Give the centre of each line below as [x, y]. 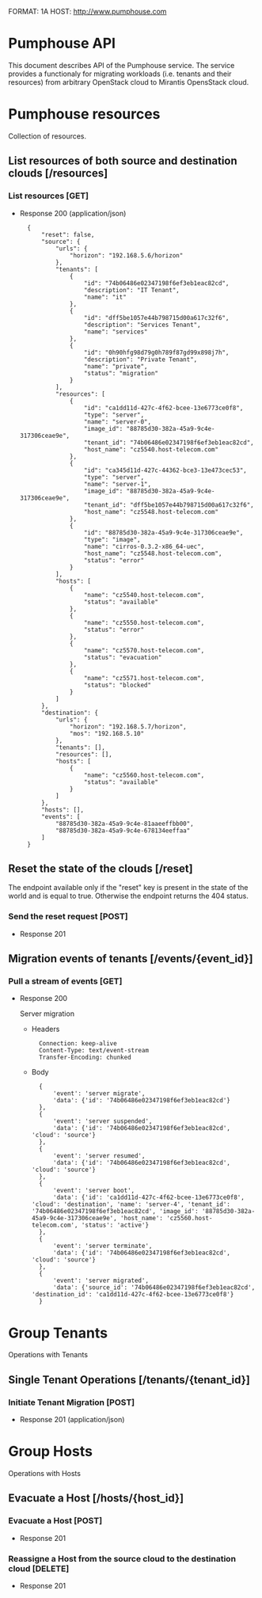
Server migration [47, 1014]
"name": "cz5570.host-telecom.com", [144, 650]
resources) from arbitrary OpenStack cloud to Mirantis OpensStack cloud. [129, 82]
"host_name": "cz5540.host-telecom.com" [151, 449]
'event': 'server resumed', [99, 1156]
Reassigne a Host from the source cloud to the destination [122, 1558]
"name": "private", [116, 366]
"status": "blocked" [118, 685]
